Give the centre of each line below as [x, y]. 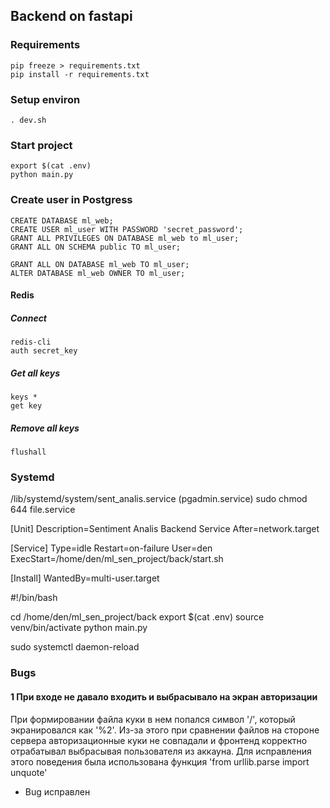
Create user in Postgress [71, 200]
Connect [29, 318]
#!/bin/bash [34, 598]
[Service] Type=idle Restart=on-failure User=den [111, 548]
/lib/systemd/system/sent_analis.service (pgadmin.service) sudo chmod [159, 499]
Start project [41, 145]
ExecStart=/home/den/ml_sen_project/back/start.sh [117, 559]
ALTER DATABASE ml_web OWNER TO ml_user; [98, 273]
